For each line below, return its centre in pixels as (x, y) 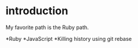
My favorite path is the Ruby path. (47, 27)
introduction (37, 11)
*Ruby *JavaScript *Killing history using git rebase (69, 39)
